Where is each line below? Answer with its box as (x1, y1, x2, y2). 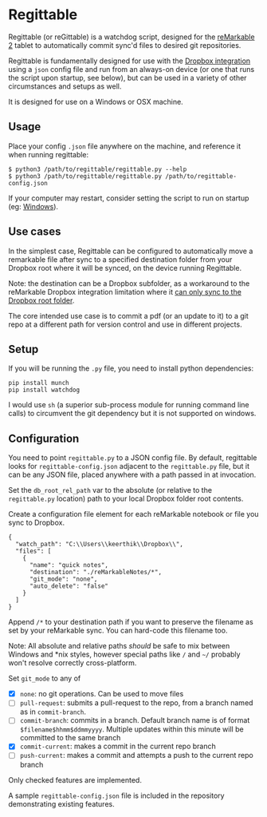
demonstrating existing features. (8, 799, 115, 808)
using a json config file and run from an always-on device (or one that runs (8, 64, 255, 73)
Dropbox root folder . (8, 295, 75, 305)
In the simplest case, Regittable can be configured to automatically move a (8, 246, 253, 256)
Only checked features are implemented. (8, 775, 142, 784)
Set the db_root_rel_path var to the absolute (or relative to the (8, 486, 213, 495)
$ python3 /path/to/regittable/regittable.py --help (8, 165, 187, 173)
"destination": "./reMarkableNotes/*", (29, 569, 162, 577)
